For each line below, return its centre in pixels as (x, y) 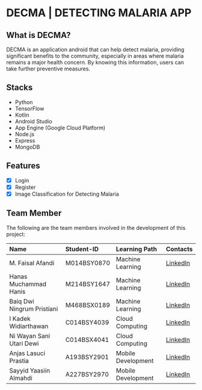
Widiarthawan (29, 326)
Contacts (179, 249)
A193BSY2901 (87, 357)
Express (25, 140)
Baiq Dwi (22, 301)
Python (24, 102)
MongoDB (27, 147)
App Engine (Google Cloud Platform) (60, 128)
